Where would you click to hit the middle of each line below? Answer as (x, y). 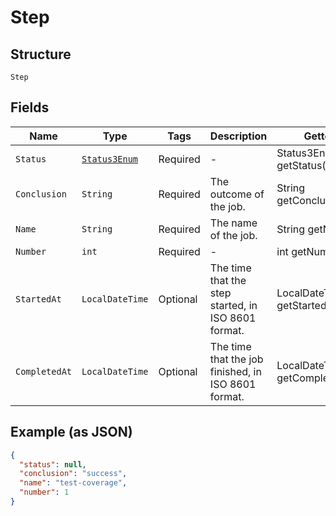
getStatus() (303, 165)
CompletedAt (44, 371)
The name (233, 223)
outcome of (237, 194)
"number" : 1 (44, 492)
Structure (41, 54)
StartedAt (38, 299)
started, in (233, 305)
